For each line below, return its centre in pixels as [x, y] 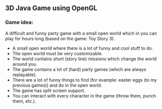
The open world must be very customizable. [57, 53]
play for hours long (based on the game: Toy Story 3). [60, 38]
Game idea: [19, 22]
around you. [25, 64]
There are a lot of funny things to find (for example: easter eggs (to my [85, 80]
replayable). [25, 75]
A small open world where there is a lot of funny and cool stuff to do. [82, 48]
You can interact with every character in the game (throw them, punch [84, 96]
